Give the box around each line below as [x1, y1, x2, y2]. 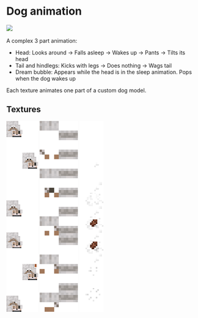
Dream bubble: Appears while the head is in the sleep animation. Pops [15, 68, 193, 76]
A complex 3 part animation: [6, 37, 78, 44]
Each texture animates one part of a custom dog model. [6, 87, 147, 94]
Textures [6, 104, 42, 115]
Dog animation [6, 4, 82, 18]
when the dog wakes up [15, 74, 76, 82]
